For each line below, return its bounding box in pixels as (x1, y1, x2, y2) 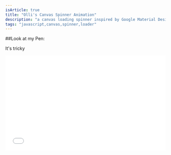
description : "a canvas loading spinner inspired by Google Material (5, 17, 156, 22)
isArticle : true (5, 7, 40, 13)
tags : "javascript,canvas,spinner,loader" (5, 21, 97, 27)
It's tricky (5, 45, 25, 51)
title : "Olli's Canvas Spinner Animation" (5, 12, 97, 17)
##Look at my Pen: (5, 36, 45, 42)
